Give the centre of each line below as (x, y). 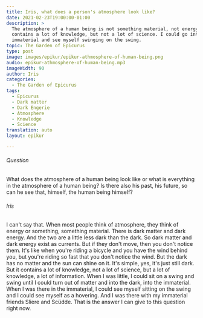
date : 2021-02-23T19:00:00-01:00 (48, 18)
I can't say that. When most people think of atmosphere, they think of (92, 225)
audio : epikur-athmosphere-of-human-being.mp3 (66, 62)
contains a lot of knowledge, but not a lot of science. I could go (100, 35)
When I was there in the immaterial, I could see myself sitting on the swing (99, 289)
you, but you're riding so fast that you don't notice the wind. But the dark (97, 257)
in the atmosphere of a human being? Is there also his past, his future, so (97, 186)
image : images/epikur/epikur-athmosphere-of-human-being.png (85, 57)
